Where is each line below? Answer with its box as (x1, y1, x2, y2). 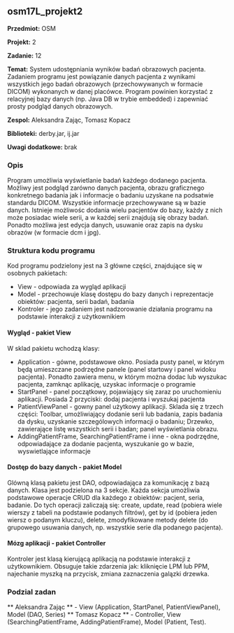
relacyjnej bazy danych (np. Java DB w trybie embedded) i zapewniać (7, 95, 208, 103)
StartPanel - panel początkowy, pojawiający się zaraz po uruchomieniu (17, 387, 221, 396)
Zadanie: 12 (7, 51, 42, 60)
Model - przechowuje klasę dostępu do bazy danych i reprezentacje (17, 290, 214, 298)
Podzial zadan (7, 587, 57, 597)
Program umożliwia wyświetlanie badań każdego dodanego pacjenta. (7, 176, 207, 185)
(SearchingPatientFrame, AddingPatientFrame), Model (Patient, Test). (7, 618, 207, 626)
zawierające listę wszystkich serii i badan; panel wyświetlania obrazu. (17, 424, 219, 433)
